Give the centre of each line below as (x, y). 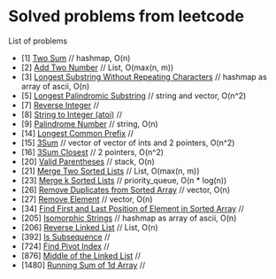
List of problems (38, 41)
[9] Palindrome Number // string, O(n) (89, 124)
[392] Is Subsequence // (65, 236)
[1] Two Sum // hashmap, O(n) (76, 58)
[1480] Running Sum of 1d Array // (83, 265)
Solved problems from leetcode (126, 16)
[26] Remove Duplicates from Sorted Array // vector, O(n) (126, 190)
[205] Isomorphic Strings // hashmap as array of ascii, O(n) (129, 218)
